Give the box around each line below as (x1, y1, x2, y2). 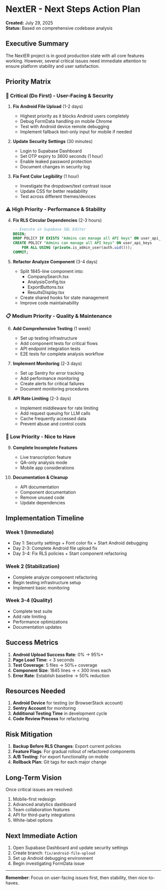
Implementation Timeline (5, 514, 84, 522)
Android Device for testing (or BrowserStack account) (12, 700, 123, 706)
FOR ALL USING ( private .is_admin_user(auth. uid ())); (22, 245, 133, 250)
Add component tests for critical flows (20, 341, 98, 346)
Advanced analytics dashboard (12, 801, 76, 807)
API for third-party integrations (12, 812, 75, 818)
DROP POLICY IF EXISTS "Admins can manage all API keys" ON (12, 236, 139, 241)
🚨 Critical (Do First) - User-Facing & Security (5, 93, 114, 99)
